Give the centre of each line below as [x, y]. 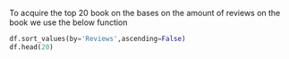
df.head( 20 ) [31, 47]
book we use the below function [68, 22]
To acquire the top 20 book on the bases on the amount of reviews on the [145, 13]
